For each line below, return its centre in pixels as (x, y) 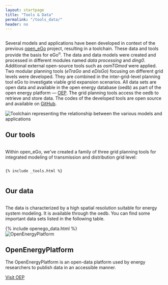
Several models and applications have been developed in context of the (80, 43)
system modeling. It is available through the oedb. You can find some (78, 213)
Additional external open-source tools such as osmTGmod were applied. (81, 66)
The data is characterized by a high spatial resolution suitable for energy (81, 208)
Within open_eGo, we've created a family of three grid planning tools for (81, 151)
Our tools (20, 135)
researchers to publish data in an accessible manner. (61, 268)
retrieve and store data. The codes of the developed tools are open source (83, 98)
